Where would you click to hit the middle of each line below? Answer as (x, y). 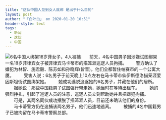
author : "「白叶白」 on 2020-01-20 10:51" (48, 19)
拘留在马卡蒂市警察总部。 (44, 113)
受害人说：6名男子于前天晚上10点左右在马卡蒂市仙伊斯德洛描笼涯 (90, 75)
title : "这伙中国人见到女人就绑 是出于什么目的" (50, 10)
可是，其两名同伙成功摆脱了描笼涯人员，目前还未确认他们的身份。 (81, 100)
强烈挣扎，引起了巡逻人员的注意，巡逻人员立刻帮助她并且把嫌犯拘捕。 (77, 94)
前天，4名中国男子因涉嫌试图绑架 (123, 57)
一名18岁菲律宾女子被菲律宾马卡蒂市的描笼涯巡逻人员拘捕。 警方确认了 (82, 63)
